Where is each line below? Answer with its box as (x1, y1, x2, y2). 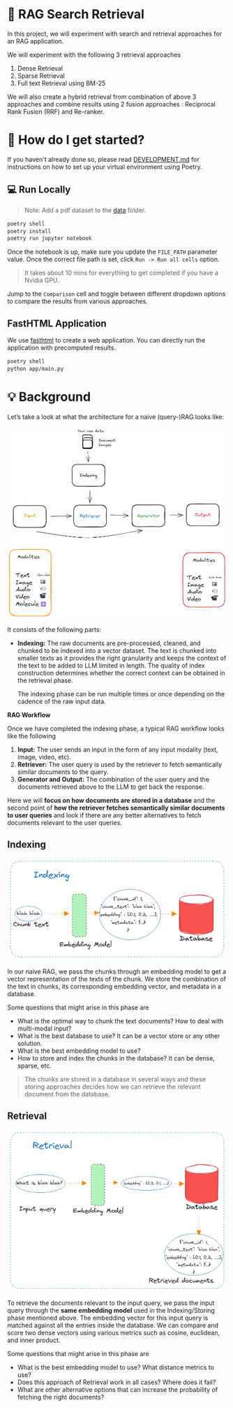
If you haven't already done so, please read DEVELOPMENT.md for (7, 155, 200, 163)
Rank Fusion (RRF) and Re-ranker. (7, 107, 105, 116)
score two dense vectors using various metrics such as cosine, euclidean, (7, 1328, 220, 1337)
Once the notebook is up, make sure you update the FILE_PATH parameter (7, 248, 218, 256)
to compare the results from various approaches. (7, 297, 148, 305)
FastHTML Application (7, 317, 107, 329)
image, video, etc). (17, 752, 71, 761)
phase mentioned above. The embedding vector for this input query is (7, 1313, 209, 1322)
